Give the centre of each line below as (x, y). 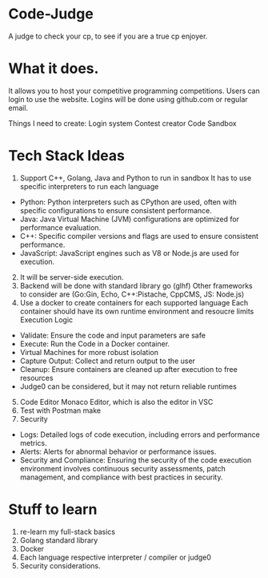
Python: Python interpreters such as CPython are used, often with (128, 202)
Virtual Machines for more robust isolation (89, 352)
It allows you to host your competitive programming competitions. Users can (134, 91)
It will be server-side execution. (72, 277)
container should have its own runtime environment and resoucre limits (137, 311)
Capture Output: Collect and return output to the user (108, 361)
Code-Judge (51, 14)
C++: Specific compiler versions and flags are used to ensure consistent (139, 236)
